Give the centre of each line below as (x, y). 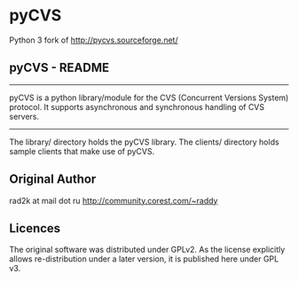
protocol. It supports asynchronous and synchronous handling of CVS (137, 106)
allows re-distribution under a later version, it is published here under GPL (144, 259)
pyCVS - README (59, 68)
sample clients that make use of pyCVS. (82, 151)
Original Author (53, 180)
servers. (24, 116)
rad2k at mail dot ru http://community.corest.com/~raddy (114, 200)
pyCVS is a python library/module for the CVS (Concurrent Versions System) (149, 98)
